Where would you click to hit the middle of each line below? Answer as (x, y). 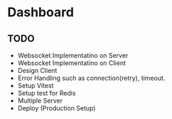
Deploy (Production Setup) (57, 108)
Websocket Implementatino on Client (72, 63)
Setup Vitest (36, 85)
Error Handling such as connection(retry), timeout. (91, 78)
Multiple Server (40, 101)
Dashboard (41, 12)
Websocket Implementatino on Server (73, 55)
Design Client (37, 70)
